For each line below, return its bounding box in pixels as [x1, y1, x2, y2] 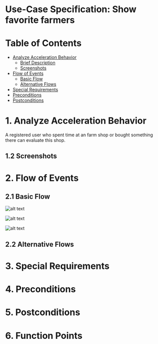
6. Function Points [5, 330, 83, 341]
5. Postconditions [5, 307, 81, 318]
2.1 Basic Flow [5, 193, 50, 201]
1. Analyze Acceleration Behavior [5, 115, 147, 127]
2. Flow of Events [5, 172, 79, 183]
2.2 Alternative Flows [5, 240, 74, 249]
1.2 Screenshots [5, 152, 57, 161]
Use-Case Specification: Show [5, 4, 137, 15]
